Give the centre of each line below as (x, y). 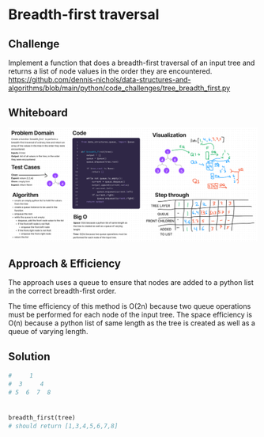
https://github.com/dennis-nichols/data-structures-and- (100, 80)
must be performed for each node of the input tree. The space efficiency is (130, 315)
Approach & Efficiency (64, 264)
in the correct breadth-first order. (62, 291)
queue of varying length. (48, 332)
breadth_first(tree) (42, 417)
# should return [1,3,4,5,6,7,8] (63, 426)
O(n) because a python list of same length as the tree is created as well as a (132, 323)
